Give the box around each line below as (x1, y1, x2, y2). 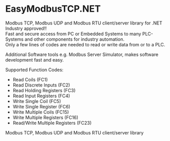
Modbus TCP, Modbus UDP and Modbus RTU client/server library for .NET (5, 20, 163, 26)
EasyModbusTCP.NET (5, 3, 101, 15)
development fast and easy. (5, 57, 64, 63)
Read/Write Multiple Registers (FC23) (12, 120, 92, 126)
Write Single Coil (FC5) (12, 98, 61, 104)
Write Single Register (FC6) (12, 103, 71, 109)
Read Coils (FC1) (12, 76, 48, 82)
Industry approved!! (5, 25, 47, 31)
